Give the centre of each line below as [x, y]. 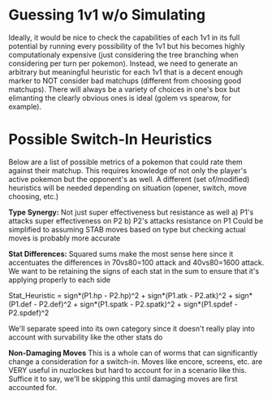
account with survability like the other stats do [86, 337]
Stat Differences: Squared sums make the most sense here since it [121, 254]
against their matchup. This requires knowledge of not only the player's [128, 170]
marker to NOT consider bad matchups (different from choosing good [125, 80]
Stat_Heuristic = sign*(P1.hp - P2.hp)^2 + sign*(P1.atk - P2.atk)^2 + [121, 295]
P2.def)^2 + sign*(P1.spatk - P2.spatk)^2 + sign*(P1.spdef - [138, 304]
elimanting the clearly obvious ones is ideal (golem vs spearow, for [120, 98]
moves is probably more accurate [65, 238]
